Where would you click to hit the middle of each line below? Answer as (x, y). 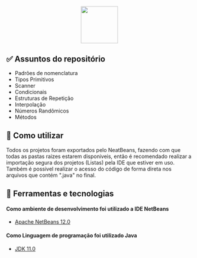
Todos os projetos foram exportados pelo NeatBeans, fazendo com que (93, 150)
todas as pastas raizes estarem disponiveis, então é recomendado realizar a (99, 156)
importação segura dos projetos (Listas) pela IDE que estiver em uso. (91, 162)
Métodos (25, 117)
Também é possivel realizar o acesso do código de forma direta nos (89, 169)
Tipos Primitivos (34, 79)
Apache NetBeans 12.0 (43, 222)
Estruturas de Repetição (44, 98)
